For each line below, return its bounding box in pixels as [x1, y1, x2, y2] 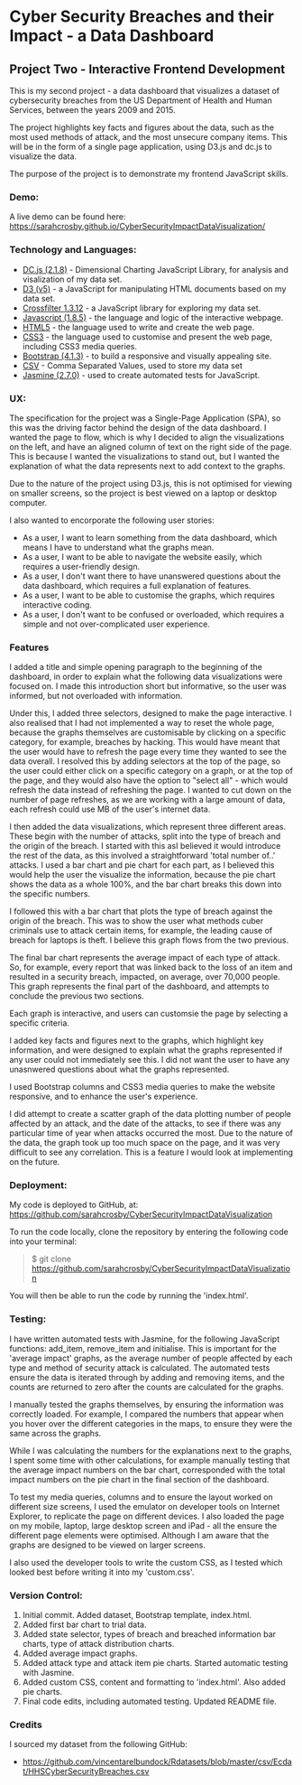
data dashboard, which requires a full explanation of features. [22, 580, 252, 590]
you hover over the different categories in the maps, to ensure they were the [9, 1418, 293, 1428]
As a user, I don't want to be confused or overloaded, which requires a [22, 609, 285, 619]
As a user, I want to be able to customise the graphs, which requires [22, 590, 275, 600]
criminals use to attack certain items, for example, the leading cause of [9, 925, 273, 936]
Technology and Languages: [9, 244, 137, 256]
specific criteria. [9, 1018, 70, 1028]
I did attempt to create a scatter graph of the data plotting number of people [9, 1109, 291, 1120]
